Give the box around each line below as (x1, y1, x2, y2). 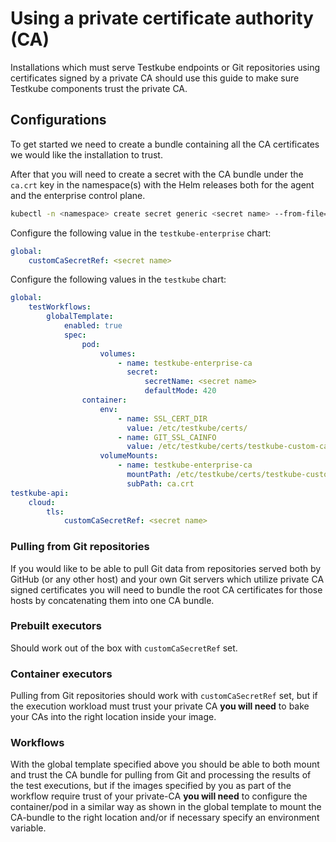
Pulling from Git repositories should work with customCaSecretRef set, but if (10, 690, 318, 702)
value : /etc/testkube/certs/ (126, 423, 248, 433)
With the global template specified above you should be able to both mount (10, 758, 320, 771)
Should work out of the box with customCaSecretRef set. (10, 642, 238, 654)
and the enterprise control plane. (10, 189, 146, 201)
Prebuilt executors (10, 619, 102, 633)
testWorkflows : (28, 302, 92, 312)
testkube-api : (10, 488, 70, 498)
